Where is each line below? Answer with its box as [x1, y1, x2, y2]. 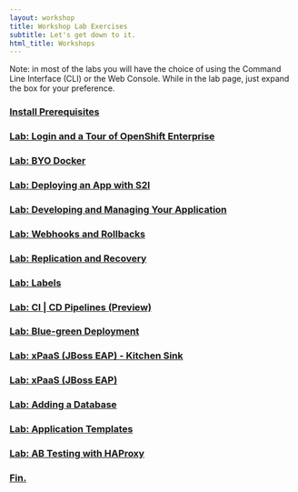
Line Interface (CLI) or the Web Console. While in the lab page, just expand [9, 74, 290, 85]
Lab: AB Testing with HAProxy [9, 447, 145, 460]
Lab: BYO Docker [9, 155, 86, 167]
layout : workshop [9, 13, 75, 23]
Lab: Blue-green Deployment [9, 325, 140, 337]
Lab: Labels [9, 276, 62, 289]
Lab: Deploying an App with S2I [9, 178, 151, 191]
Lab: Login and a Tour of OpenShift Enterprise [9, 130, 215, 143]
